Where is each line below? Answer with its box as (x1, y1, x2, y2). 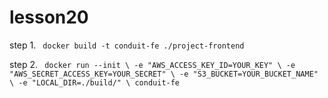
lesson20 (9, 6, 89, 29)
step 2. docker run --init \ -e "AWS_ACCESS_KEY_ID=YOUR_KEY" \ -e (9, 58, 296, 70)
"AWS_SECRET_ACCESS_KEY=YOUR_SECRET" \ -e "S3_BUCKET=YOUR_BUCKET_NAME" (9, 69, 319, 79)
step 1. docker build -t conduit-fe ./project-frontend (9, 39, 245, 51)
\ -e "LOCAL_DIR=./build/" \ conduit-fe (9, 77, 181, 88)
